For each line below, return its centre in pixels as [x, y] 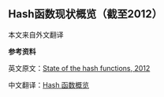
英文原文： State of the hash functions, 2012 [79, 68]
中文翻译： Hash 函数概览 [48, 84]
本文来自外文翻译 [36, 35]
